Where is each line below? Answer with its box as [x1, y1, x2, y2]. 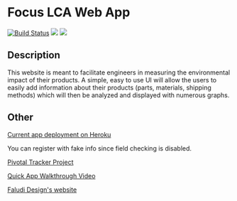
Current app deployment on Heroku [7, 130, 111, 138]
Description [7, 49, 60, 61]
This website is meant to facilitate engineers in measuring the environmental [7, 68, 231, 77]
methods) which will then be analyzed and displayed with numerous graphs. [7, 90, 230, 99]
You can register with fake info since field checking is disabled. [7, 143, 192, 153]
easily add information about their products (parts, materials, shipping [7, 83, 211, 92]
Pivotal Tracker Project [7, 158, 74, 166]
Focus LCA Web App [7, 4, 131, 21]
